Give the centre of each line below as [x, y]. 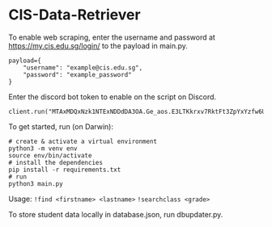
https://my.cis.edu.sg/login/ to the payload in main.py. [98, 45]
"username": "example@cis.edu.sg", [83, 67]
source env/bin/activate [50, 155]
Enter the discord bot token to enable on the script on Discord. [113, 97]
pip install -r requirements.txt [65, 170]
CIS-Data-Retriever [74, 15]
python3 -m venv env [43, 148]
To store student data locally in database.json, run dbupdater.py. [116, 214]
